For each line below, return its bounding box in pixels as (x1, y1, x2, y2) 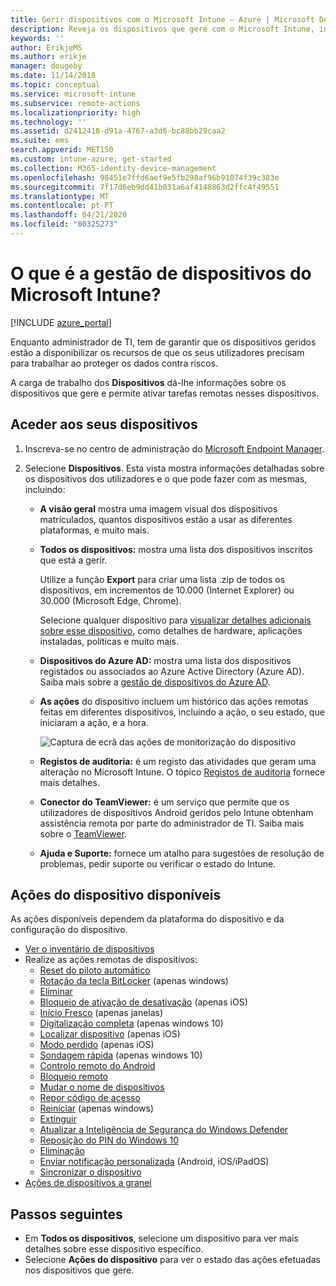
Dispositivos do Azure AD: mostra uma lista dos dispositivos (39, 654, 292, 666)
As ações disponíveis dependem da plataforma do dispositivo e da (10, 913, 285, 925)
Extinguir (39, 1113, 77, 1125)
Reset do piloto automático (39, 964, 151, 976)
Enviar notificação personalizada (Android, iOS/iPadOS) (39, 1156, 270, 1168)
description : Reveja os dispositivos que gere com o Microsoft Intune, (10, 24, 315, 34)
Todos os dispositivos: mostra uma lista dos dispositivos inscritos (39, 543, 313, 555)
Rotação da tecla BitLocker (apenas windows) (39, 975, 229, 987)
